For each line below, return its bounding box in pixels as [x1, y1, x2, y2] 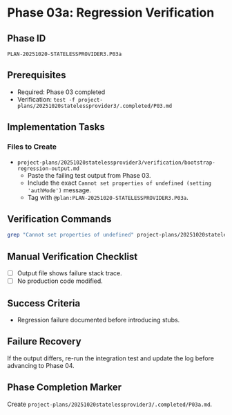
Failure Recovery [7, 335, 81, 347]
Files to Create [7, 142, 57, 151]
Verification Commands [7, 213, 112, 225]
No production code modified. [17, 277, 104, 285]
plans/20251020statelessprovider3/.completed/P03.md [17, 102, 173, 109]
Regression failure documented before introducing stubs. [17, 315, 180, 324]
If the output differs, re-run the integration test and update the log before [7, 354, 214, 362]
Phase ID [7, 33, 46, 44]
